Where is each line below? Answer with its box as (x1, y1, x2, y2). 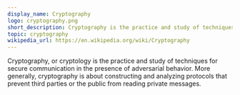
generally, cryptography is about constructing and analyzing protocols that (7, 72, 227, 81)
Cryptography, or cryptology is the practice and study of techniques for (7, 56, 218, 65)
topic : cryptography (7, 30, 69, 38)
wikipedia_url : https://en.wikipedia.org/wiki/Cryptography (7, 37, 191, 44)
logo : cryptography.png (7, 17, 79, 24)
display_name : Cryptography (7, 10, 91, 18)
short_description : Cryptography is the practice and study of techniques (7, 24, 235, 31)
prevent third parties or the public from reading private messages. (7, 79, 201, 88)
